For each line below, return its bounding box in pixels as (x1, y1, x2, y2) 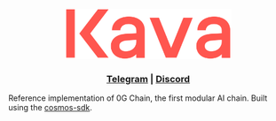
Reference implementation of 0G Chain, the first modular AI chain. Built (8, 93, 268, 103)
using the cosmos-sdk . (8, 102, 92, 113)
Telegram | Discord (106, 72, 191, 85)
